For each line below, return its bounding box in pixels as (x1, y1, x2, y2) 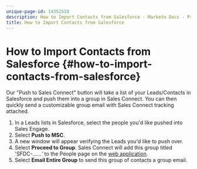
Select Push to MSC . (14, 131, 66, 138)
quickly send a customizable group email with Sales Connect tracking (6, 102, 174, 109)
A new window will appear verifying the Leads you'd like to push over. (14, 138, 184, 145)
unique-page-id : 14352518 (6, 8, 69, 15)
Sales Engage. (14, 126, 50, 133)
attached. (6, 108, 29, 115)
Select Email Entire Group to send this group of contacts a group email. (14, 157, 188, 164)
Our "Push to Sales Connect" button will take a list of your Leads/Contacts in (6, 89, 191, 96)
